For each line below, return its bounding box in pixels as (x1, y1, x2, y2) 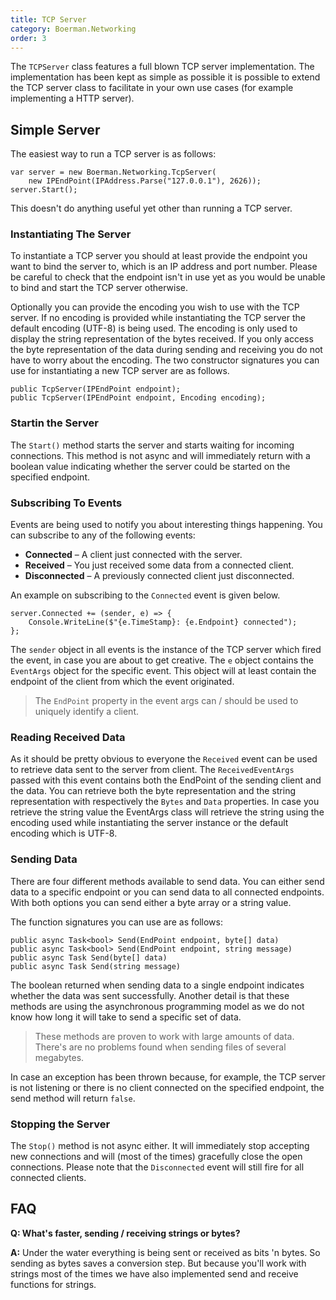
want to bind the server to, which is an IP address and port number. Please (10, 261, 318, 273)
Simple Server (10, 121, 101, 138)
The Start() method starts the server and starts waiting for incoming (10, 439, 295, 451)
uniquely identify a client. (34, 706, 139, 718)
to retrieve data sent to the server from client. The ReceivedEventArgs (10, 764, 295, 776)
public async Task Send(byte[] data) (10, 952, 168, 963)
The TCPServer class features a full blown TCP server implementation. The (10, 61, 315, 73)
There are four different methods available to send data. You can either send (10, 875, 325, 887)
